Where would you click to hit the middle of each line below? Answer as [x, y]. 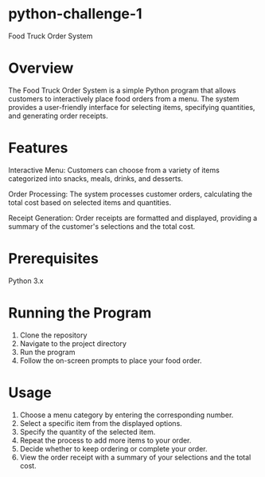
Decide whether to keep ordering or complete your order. [113, 448]
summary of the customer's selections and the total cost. [102, 226]
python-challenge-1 [75, 14]
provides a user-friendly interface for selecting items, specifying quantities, [132, 107]
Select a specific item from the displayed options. [101, 423]
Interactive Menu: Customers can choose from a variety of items [114, 170]
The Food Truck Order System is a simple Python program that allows [122, 90]
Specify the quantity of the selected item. [88, 432]
